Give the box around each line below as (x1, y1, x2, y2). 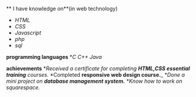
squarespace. (6, 84, 40, 91)
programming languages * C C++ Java (6, 54, 102, 60)
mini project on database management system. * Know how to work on (6, 77, 182, 85)
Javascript (14, 29, 42, 36)
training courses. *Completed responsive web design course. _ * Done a (6, 71, 185, 78)
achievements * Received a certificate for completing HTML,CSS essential (6, 65, 190, 72)
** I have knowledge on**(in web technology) (6, 5, 118, 12)
